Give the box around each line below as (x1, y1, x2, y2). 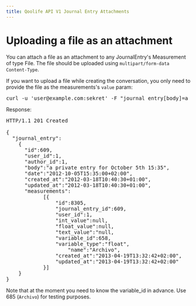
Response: (6, 106, 32, 113)
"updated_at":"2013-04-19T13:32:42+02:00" (55, 258, 180, 265)
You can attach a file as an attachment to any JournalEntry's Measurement (6, 53, 186, 60)
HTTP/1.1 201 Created (6, 117, 68, 124)
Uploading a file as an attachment (6, 33, 173, 47)
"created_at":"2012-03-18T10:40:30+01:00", (24, 176, 152, 183)
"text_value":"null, (55, 228, 115, 236)
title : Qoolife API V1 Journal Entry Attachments (6, 8, 130, 15)
